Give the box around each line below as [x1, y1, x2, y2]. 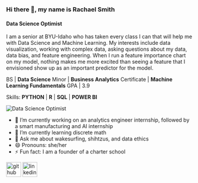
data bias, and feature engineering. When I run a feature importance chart [6, 52, 186, 59]
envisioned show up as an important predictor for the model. [6, 64, 154, 71]
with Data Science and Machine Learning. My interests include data [6, 40, 171, 47]
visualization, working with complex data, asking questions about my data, [6, 45, 187, 53]
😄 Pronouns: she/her [14, 142, 67, 149]
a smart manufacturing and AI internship [14, 123, 113, 130]
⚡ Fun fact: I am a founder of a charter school [14, 148, 126, 155]
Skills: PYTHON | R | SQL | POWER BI [6, 94, 98, 101]
